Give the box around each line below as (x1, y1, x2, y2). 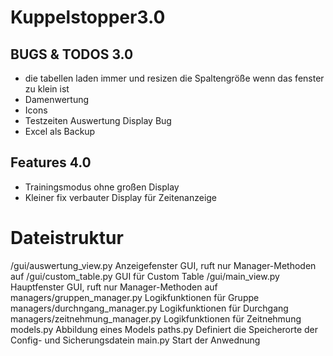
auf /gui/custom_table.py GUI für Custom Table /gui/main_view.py (10, 270, 280, 282)
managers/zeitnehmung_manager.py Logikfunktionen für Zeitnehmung (10, 312, 302, 325)
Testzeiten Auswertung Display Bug (24, 115, 172, 126)
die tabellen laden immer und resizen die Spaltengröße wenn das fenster (24, 72, 325, 84)
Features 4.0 (10, 154, 92, 171)
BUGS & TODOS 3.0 (10, 46, 134, 63)
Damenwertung (24, 94, 90, 105)
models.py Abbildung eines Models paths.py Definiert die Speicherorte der (10, 323, 319, 335)
